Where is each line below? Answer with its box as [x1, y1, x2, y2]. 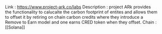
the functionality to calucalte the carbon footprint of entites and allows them [5, 9, 158, 15]
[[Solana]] [5, 24, 25, 30]
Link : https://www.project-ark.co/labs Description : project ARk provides [5, 4, 151, 10]
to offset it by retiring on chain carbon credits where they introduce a [5, 14, 144, 20]
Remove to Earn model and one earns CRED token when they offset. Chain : [5, 19, 157, 25]
